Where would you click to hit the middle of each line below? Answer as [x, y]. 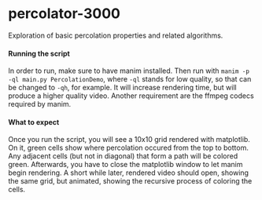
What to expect [34, 122]
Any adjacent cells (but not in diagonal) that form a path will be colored [123, 156]
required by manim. [40, 104]
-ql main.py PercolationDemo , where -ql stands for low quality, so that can [130, 79]
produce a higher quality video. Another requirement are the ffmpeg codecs [131, 96]
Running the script [39, 53]
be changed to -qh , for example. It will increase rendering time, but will [123, 88]
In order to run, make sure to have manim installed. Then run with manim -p [129, 71]
